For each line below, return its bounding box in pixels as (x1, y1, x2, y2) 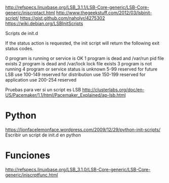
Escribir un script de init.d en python (5, 132, 81, 138)
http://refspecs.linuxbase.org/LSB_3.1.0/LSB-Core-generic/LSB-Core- (5, 166, 151, 172)
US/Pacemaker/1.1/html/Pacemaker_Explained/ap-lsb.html (5, 92, 126, 98)
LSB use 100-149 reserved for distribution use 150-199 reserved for (5, 71, 146, 78)
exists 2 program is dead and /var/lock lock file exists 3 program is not (5, 61, 152, 66)
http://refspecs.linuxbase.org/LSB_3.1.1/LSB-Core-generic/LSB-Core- (5, 5, 149, 10)
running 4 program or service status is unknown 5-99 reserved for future (5, 66, 158, 72)
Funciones (5, 150, 51, 161)
